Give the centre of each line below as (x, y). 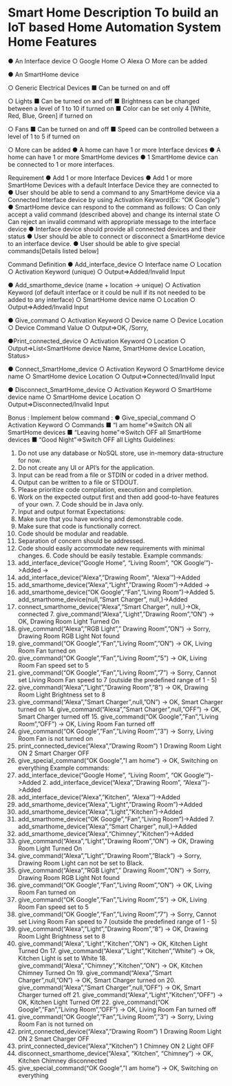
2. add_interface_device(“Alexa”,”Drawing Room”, (112, 782)
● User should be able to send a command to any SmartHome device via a (114, 192)
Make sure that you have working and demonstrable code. (101, 519)
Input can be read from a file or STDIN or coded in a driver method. (113, 475)
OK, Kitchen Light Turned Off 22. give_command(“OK (93, 1002)
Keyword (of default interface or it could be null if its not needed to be (107, 292)
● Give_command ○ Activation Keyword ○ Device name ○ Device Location (116, 320)
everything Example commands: (63, 768)
